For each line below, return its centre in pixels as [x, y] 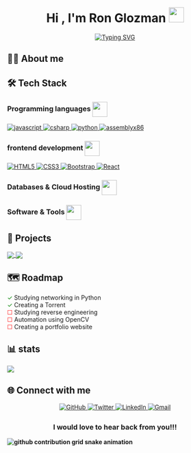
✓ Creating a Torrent [37, 305]
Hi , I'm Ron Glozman [106, 18]
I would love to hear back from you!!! [115, 427]
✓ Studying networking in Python [54, 297]
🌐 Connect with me [49, 391]
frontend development [45, 148]
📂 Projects [29, 238]
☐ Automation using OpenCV [48, 319]
